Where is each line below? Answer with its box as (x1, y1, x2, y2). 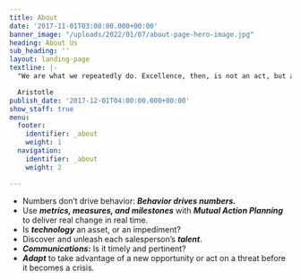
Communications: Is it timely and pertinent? (21, 243, 186, 254)
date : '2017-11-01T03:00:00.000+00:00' (9, 22, 159, 31)
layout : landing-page (9, 55, 90, 64)
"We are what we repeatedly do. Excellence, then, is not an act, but (17, 72, 287, 81)
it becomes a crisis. (21, 262, 95, 273)
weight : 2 (25, 162, 63, 171)
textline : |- (9, 64, 58, 73)
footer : (17, 121, 47, 130)
